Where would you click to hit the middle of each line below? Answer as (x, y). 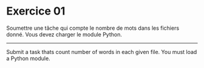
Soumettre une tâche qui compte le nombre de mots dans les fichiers (93, 28)
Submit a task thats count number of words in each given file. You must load (102, 52)
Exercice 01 (36, 11)
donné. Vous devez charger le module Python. (64, 34)
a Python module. (28, 58)
